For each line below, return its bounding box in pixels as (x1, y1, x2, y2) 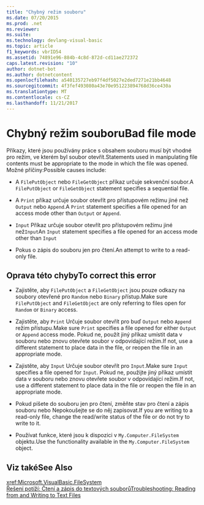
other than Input (15, 234, 57, 242)
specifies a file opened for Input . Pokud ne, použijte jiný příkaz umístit (15, 368, 193, 376)
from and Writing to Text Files (6, 492, 81, 499)
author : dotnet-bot (6, 65, 56, 72)
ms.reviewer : (6, 26, 40, 32)
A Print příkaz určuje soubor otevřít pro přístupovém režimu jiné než (15, 196, 189, 204)
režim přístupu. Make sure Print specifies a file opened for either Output (15, 324, 197, 332)
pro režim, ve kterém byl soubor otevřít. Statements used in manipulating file (6, 153, 198, 160)
